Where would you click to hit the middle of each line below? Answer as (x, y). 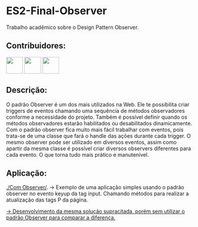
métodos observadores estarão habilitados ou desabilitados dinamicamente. (99, 123)
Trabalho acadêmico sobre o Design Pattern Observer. (72, 27)
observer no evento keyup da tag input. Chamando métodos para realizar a (98, 194)
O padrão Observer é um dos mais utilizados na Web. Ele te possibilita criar (98, 104)
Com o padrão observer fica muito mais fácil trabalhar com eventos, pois (95, 129)
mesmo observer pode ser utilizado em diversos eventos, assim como (92, 142)
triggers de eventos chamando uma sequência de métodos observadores (95, 111)
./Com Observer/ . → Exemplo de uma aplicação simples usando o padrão (95, 187)
